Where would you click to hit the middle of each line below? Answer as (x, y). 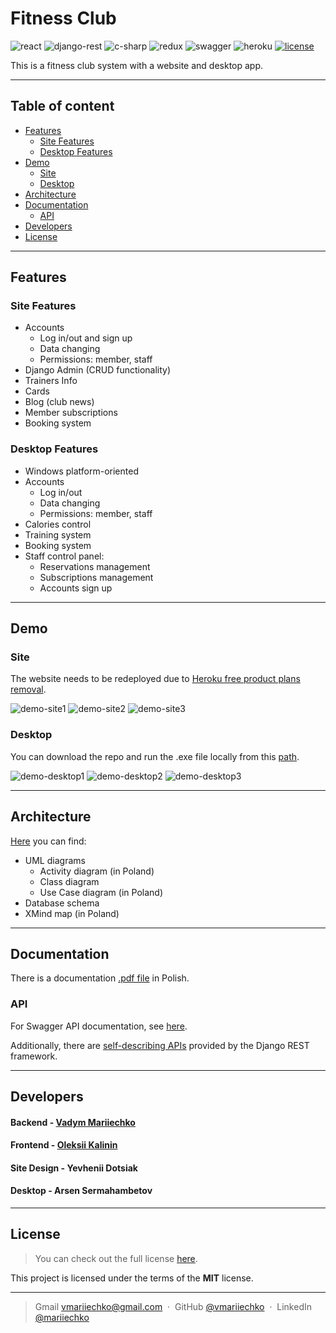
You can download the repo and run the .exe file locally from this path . (155, 756)
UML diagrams (55, 860)
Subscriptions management (96, 577)
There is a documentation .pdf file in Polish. (100, 978)
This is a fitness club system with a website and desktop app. (137, 65)
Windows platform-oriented (81, 471)
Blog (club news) (59, 402)
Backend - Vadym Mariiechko (73, 1122)
